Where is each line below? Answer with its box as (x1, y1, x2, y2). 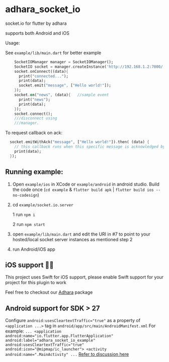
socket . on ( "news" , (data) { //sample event (14, 93, 109, 98)
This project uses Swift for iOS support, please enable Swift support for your (5, 274, 164, 280)
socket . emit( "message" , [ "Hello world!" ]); (18, 83, 112, 88)
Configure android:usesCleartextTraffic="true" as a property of (5, 318, 141, 324)
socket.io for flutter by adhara (5, 20, 67, 26)
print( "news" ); (18, 97, 51, 102)
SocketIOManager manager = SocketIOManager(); (14, 59, 114, 64)
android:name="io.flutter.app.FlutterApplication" (5, 334, 114, 339)
